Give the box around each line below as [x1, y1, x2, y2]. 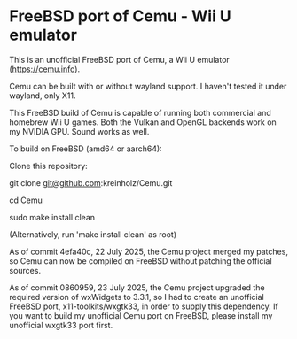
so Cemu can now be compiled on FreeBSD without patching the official [9, 255, 272, 266]
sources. [9, 265, 42, 275]
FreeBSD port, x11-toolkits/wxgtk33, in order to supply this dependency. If [9, 301, 279, 312]
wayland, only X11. [9, 90, 77, 101]
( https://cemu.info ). [9, 64, 81, 74]
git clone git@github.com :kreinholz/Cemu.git [9, 177, 173, 188]
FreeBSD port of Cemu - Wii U [9, 6, 232, 27]
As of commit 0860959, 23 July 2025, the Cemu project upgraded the [9, 281, 265, 293]
